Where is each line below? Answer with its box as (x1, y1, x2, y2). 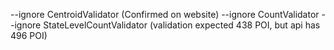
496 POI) (10, 30, 48, 41)
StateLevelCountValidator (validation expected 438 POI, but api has (43, 19, 321, 31)
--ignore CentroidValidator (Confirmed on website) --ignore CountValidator (10, 9, 320, 20)
